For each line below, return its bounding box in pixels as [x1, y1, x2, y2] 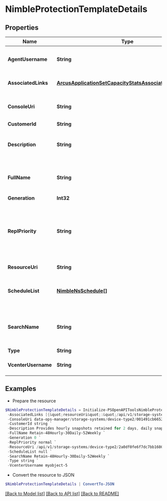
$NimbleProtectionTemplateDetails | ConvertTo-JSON [5, 482, 114, 487]
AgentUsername [7, 56, 48, 63]
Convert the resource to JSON [12, 472, 75, 478]
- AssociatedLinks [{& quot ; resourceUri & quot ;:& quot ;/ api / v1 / [7, 412, 135, 417]
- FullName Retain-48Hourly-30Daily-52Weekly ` [7, 431, 106, 436]
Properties [5, 23, 39, 32]
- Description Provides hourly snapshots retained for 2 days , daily [7, 426, 153, 431]
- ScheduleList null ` [7, 449, 52, 454]
